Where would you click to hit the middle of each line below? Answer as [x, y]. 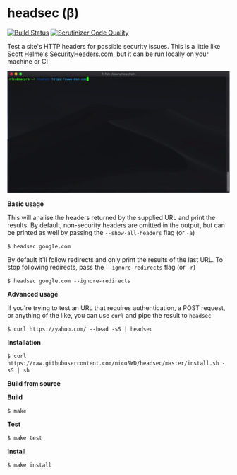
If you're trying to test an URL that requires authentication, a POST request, [116, 308]
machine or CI [28, 61]
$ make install [30, 465]
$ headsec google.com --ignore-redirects [69, 281]
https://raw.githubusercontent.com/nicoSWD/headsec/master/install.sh [113, 363]
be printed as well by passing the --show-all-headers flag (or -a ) [101, 232]
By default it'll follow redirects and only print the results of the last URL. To [115, 259]
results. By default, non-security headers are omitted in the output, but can [116, 225]
